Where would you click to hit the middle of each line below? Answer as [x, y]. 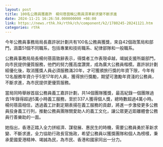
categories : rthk [23, 28]
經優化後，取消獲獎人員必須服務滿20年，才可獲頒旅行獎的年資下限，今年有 [80, 70]
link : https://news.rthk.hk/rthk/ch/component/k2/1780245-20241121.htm [79, 23]
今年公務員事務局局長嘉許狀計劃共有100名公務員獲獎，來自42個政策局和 [77, 42]
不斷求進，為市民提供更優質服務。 [39, 82]
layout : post [18, 9]
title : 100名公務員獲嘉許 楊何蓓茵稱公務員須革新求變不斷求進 [61, 14]
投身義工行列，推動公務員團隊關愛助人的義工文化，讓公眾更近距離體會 [79, 111]
